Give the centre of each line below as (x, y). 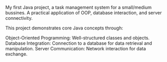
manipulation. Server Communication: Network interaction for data (76, 49)
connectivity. (19, 18)
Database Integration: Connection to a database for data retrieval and (79, 43)
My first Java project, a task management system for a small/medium (79, 7)
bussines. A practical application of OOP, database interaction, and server (83, 13)
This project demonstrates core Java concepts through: (64, 28)
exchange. (16, 54)
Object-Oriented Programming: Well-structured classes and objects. (78, 38)
